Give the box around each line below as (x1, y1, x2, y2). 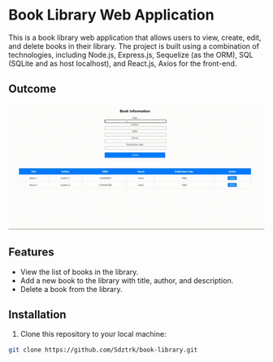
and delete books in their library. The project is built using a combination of (8, 41, 260, 50)
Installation (8, 307, 67, 322)
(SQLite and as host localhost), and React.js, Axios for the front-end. (8, 59, 237, 68)
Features (8, 246, 54, 260)
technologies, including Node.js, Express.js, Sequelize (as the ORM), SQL (8, 50, 253, 59)
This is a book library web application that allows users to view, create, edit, (8, 33, 262, 42)
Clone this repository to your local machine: (19, 329, 167, 339)
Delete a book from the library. (19, 284, 123, 294)
